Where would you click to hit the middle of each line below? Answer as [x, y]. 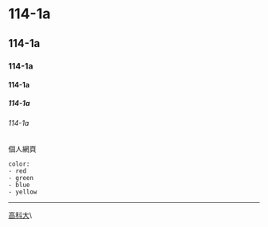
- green [21, 178]
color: [19, 164]
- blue [19, 185]
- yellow [23, 192]
